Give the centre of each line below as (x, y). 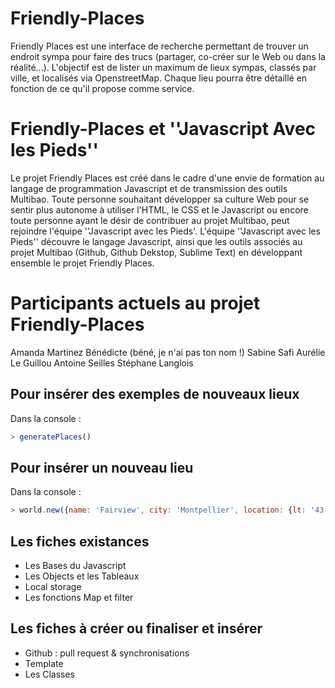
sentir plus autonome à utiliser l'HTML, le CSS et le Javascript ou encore (159, 209)
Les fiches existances (80, 541)
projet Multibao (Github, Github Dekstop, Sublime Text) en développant (156, 252)
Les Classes (50, 674)
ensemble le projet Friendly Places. (82, 263)
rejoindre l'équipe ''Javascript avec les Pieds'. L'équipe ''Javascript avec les (165, 231)
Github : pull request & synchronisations (107, 653)
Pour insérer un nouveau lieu (102, 467)
